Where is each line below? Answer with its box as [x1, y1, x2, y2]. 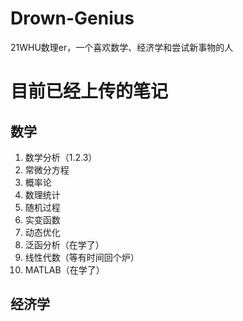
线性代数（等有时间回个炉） [24, 251, 140, 263]
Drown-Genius [10, 7, 135, 30]
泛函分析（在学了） [24, 238, 105, 251]
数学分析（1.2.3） [24, 151, 98, 163]
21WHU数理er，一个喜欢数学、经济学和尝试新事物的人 [10, 41, 234, 53]
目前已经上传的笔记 [10, 80, 169, 103]
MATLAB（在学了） [24, 263, 105, 276]
